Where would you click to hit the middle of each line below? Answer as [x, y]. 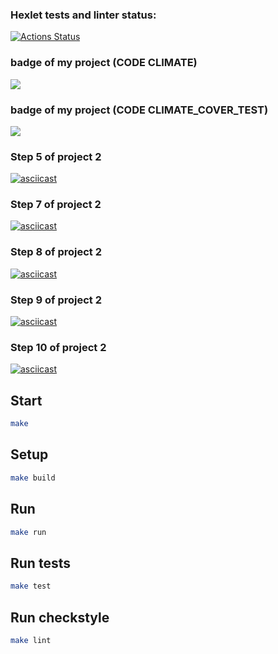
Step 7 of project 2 [56, 205]
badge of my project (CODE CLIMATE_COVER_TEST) [139, 110]
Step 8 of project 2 [56, 252]
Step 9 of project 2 [56, 300]
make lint [31, 640]
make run [28, 532]
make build [33, 478]
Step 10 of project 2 [58, 347]
